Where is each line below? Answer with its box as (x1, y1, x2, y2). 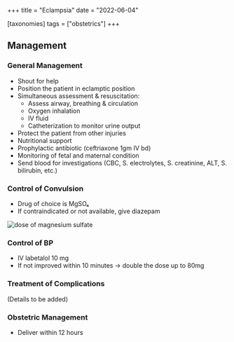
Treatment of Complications (7, 279, 105, 289)
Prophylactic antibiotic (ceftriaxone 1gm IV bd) (17, 144, 151, 152)
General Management (7, 61, 83, 71)
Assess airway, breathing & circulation (27, 99, 139, 107)
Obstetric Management (7, 312, 88, 322)
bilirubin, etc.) (17, 166, 58, 175)
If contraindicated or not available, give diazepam (17, 207, 160, 215)
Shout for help (17, 76, 60, 85)
